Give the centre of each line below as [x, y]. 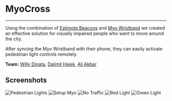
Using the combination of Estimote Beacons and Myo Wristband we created [85, 28]
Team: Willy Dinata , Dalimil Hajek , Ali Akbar [51, 64]
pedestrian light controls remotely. [41, 54]
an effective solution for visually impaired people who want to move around [85, 33]
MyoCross [28, 9]
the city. [14, 38]
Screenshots [26, 80]
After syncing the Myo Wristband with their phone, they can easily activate [84, 49]
